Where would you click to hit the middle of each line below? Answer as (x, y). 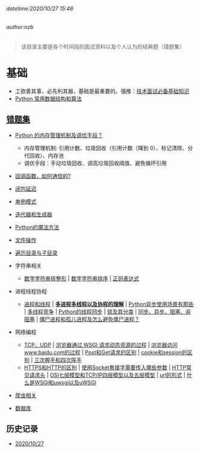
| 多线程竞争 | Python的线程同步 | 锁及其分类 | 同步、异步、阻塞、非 (108, 311)
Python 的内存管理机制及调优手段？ (59, 135)
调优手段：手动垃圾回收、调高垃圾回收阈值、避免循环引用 (95, 163)
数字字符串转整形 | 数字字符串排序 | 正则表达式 (82, 278)
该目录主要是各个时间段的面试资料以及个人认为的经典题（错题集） (103, 46)
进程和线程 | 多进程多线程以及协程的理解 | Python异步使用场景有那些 (109, 304)
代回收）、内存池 (44, 155)
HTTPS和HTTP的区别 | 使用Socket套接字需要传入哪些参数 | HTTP (105, 367)
